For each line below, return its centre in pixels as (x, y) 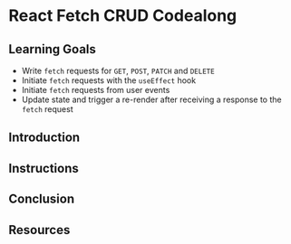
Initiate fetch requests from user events (96, 90)
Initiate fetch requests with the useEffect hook (109, 80)
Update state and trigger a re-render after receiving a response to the (151, 99)
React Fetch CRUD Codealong (123, 16)
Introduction (44, 138)
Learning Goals (53, 49)
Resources (39, 230)
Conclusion (42, 199)
